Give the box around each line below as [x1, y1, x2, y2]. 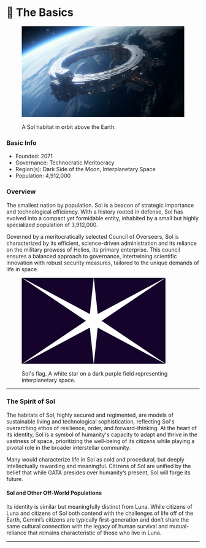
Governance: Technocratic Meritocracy [15, 159, 115, 166]
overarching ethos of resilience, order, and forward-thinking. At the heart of [6, 424, 197, 431]
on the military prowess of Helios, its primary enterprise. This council [6, 245, 181, 253]
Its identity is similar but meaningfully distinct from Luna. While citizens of [6, 503, 193, 511]
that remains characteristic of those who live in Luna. [28, 529, 162, 536]
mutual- [169, 523, 189, 530]
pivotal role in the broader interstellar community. [6, 444, 131, 451]
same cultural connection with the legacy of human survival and [6, 523, 169, 530]
